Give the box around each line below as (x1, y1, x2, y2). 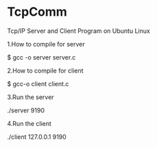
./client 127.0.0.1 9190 (7, 133, 67, 141)
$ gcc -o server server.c (7, 53, 76, 62)
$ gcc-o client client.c (7, 79, 69, 88)
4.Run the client (7, 119, 51, 127)
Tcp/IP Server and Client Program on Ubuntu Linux (7, 27, 151, 35)
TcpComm (7, 4, 67, 20)
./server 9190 (7, 106, 45, 114)
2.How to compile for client (7, 66, 84, 75)
